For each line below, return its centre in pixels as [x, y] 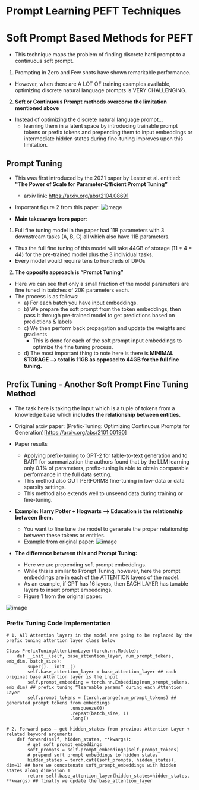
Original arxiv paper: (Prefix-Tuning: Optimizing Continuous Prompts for [102, 426]
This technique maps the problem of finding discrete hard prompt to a [100, 55]
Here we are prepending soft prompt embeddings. [85, 564]
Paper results [31, 443]
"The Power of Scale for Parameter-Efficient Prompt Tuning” [91, 184]
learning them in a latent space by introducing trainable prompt [101, 126]
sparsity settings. [45, 487]
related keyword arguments [40, 734]
